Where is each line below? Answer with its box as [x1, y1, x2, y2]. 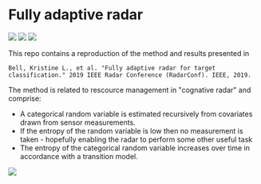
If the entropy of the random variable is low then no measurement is [19, 126, 243, 135]
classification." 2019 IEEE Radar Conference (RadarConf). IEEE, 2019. [8, 70, 251, 79]
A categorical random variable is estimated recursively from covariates [19, 109, 253, 118]
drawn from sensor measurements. [19, 118, 136, 127]
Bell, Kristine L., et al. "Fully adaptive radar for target [8, 64, 216, 72]
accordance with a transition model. [19, 151, 138, 161]
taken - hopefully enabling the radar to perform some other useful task [19, 134, 253, 144]
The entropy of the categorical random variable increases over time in [19, 142, 250, 153]
